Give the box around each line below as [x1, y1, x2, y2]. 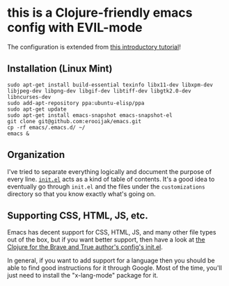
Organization [7, 149, 65, 161]
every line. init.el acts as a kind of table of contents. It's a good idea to [7, 175, 215, 183]
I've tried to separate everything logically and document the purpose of [7, 167, 212, 175]
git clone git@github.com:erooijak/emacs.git [7, 118, 141, 125]
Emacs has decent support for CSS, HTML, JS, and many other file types [7, 228, 216, 237]
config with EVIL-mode [7, 19, 143, 35]
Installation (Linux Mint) [7, 63, 113, 74]
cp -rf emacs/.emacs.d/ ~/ [7, 124, 86, 131]
